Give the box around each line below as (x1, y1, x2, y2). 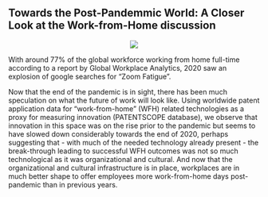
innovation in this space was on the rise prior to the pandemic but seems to (8, 121, 256, 130)
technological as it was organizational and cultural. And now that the (8, 154, 233, 164)
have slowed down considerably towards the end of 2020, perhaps (8, 129, 229, 138)
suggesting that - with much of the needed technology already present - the (8, 137, 259, 147)
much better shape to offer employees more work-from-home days (8, 171, 229, 181)
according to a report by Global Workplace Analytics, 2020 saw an (8, 63, 227, 72)
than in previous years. (42, 180, 118, 189)
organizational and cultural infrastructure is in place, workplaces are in (8, 163, 240, 172)
